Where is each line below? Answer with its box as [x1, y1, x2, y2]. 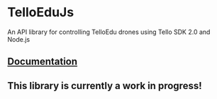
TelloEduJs [7, 4, 74, 21]
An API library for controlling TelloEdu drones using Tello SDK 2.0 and [7, 28, 211, 36]
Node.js [7, 35, 30, 43]
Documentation [7, 56, 78, 68]
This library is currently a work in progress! [7, 79, 202, 92]
